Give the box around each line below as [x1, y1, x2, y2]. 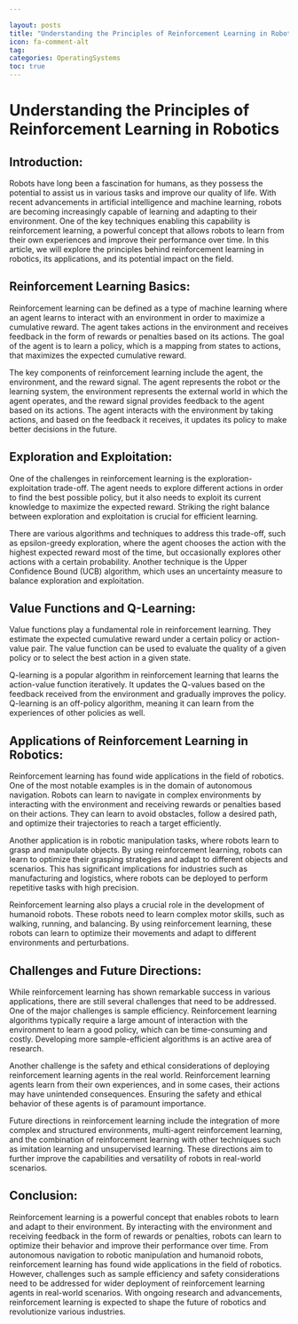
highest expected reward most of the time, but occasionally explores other [9, 547, 281, 558]
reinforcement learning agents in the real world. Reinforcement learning [9, 1070, 271, 1081]
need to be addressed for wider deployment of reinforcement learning [9, 1278, 265, 1288]
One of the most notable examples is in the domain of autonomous [9, 781, 253, 791]
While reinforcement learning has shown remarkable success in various [9, 987, 271, 997]
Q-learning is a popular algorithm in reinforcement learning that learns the [9, 670, 279, 680]
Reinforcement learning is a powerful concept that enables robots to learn [9, 1211, 279, 1222]
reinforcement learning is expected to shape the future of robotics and [9, 1296, 267, 1307]
